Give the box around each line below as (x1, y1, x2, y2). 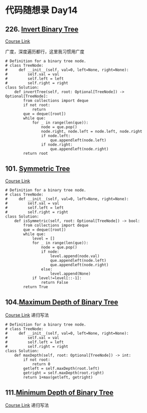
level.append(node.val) (50, 253, 100, 259)
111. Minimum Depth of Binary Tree (5, 388, 114, 397)
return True (23, 284, 49, 289)
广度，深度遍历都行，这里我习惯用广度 (5, 49, 84, 54)
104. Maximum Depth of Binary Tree (5, 298, 118, 306)
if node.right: (41, 142, 73, 147)
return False (41, 280, 69, 285)
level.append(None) (50, 271, 91, 276)
